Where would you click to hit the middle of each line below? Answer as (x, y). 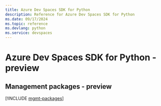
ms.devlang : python (25, 28)
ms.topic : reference (27, 24)
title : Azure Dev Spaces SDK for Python (48, 10)
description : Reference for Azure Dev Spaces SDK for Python (70, 14)
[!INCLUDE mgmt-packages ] (34, 98)
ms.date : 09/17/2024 (27, 19)
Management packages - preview (59, 86)
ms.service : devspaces (29, 33)
